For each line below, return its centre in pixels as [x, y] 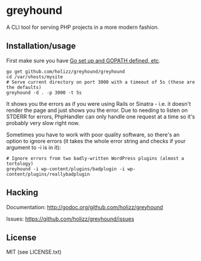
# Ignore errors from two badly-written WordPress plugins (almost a [95, 158]
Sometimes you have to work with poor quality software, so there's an [93, 134]
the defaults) [24, 87]
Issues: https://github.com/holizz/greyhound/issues [70, 219]
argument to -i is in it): [34, 147]
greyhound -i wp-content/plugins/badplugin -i [66, 169]
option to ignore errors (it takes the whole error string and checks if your [96, 141]
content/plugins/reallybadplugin [48, 174]
